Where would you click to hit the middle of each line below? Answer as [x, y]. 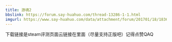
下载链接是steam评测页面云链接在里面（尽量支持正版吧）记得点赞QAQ [79, 34]
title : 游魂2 [18, 10]
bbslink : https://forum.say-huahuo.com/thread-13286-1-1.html [73, 15]
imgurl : [14, 19]
